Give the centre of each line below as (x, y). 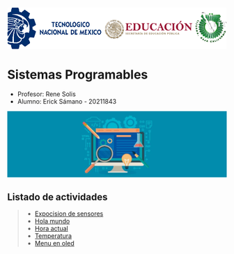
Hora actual (51, 229)
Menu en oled (54, 244)
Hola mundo (52, 221)
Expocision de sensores (69, 214)
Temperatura (53, 236)
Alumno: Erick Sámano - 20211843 (67, 102)
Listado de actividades (57, 197)
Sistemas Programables (78, 75)
